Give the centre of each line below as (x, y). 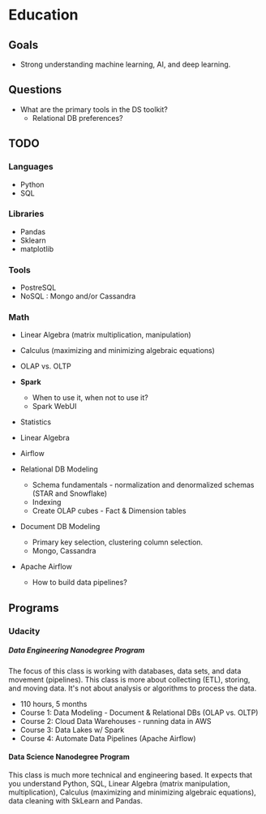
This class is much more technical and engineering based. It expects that (131, 775)
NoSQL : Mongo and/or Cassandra (78, 296)
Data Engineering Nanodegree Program (77, 650)
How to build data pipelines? (79, 583)
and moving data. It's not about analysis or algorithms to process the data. (133, 688)
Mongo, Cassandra (64, 551)
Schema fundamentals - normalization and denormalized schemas (143, 485)
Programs (34, 607)
